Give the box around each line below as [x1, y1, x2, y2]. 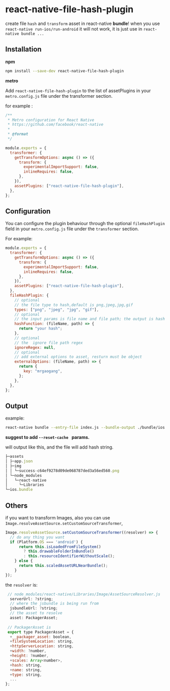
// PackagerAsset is [7, 625, 51, 630]
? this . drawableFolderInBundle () [23, 549, 95, 554]
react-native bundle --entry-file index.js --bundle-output [5, 425, 136, 430]
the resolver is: [5, 582, 38, 588]
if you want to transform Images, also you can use [5, 514, 110, 520]
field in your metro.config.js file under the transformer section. [5, 226, 139, 232]
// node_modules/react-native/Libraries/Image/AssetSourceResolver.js [7, 592, 160, 597]
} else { [14, 559, 33, 564]
